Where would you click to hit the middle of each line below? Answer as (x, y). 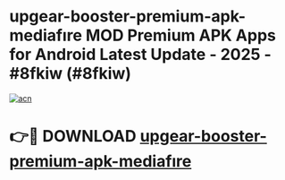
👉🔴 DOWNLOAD (73, 137)
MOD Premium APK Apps (181, 35)
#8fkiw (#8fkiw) (71, 74)
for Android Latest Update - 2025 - (141, 55)
